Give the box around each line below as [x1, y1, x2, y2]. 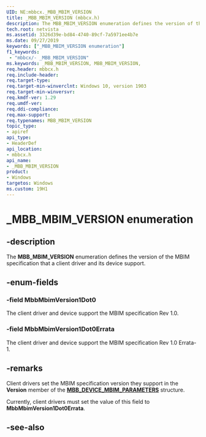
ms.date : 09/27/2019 [6, 37, 59, 44]
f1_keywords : [6, 49, 40, 55]
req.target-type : [6, 77, 51, 83]
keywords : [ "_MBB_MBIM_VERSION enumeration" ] [6, 44, 124, 50]
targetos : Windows [6, 180, 53, 187]
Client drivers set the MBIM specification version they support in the [6, 379, 179, 387]
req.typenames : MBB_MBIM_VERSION [6, 117, 92, 123]
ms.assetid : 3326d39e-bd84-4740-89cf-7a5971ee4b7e [6, 32, 139, 38]
